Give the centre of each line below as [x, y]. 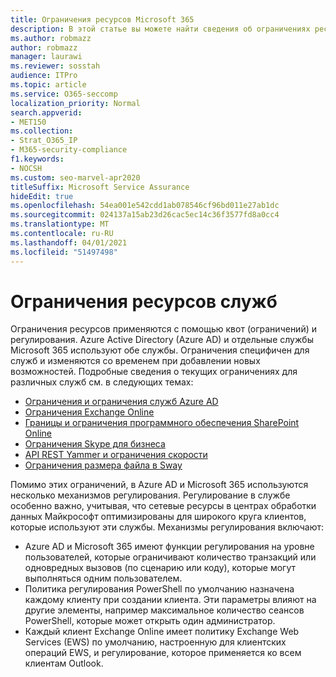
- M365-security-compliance [69, 150]
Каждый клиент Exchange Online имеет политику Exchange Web [162, 632]
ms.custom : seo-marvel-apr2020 [75, 177]
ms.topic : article [48, 85]
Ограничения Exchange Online [89, 412]
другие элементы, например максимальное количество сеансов [164, 610]
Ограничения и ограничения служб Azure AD [121, 402]
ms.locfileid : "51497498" [64, 252]
